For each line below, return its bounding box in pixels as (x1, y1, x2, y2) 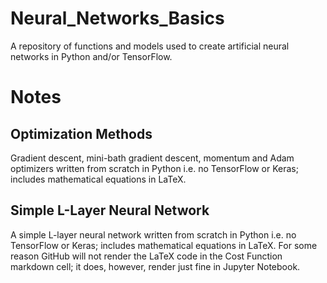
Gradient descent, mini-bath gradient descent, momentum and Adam (10, 152, 295, 164)
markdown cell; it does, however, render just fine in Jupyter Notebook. (10, 260, 301, 272)
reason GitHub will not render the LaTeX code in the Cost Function (10, 250, 283, 262)
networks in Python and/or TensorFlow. (10, 50, 173, 62)
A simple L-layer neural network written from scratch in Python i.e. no (10, 228, 297, 241)
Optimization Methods (10, 125, 153, 142)
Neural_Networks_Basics (10, 7, 225, 30)
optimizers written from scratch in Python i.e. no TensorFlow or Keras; (10, 162, 299, 174)
